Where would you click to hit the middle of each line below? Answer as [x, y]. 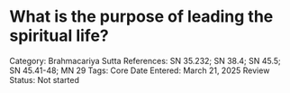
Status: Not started [44, 79]
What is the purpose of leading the [141, 17]
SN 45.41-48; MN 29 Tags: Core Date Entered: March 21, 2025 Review [140, 70]
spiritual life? [59, 36]
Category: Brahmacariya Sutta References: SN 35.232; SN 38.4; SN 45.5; [145, 60]
